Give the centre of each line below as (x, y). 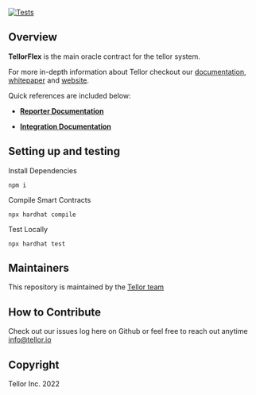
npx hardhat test (37, 244)
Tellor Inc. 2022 (34, 384)
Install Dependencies (43, 170)
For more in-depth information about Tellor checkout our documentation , (127, 72)
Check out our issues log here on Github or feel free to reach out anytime (128, 331)
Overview (33, 37)
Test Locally (28, 229)
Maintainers (39, 268)
